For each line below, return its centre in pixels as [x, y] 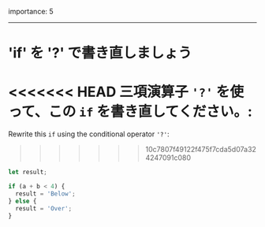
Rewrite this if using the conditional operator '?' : [89, 134]
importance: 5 [31, 11]
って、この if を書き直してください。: [130, 112]
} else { [22, 201]
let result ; [28, 173]
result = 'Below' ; [46, 194]
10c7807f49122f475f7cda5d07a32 [201, 150]
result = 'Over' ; [44, 208]
